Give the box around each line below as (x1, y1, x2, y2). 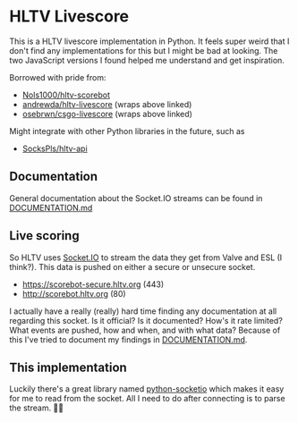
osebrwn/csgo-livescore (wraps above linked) (21, 108, 192, 119)
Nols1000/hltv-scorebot (21, 89, 110, 100)
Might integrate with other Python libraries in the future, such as (9, 125, 245, 136)
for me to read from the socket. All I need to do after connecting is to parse (9, 393, 285, 404)
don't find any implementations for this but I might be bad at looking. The (9, 45, 278, 55)
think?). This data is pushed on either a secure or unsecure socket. (9, 261, 256, 272)
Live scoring (9, 228, 80, 243)
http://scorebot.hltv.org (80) (21, 288, 127, 299)
